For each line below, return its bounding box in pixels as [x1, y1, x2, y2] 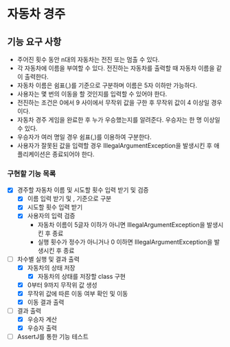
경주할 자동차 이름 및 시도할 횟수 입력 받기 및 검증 [16, 186, 149, 194]
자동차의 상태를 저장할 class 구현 [37, 272, 126, 280]
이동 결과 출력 [27, 297, 65, 306]
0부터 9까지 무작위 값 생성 [27, 280, 97, 289]
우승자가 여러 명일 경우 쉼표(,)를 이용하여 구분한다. [16, 133, 152, 141]
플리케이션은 [16, 150, 51, 158]
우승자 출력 [27, 324, 57, 333]
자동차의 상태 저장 [27, 263, 76, 272]
